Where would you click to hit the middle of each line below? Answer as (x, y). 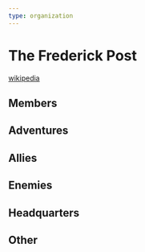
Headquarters (44, 213)
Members (33, 103)
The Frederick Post (73, 55)
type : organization (41, 16)
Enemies (30, 186)
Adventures (38, 131)
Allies (23, 158)
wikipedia (24, 78)
